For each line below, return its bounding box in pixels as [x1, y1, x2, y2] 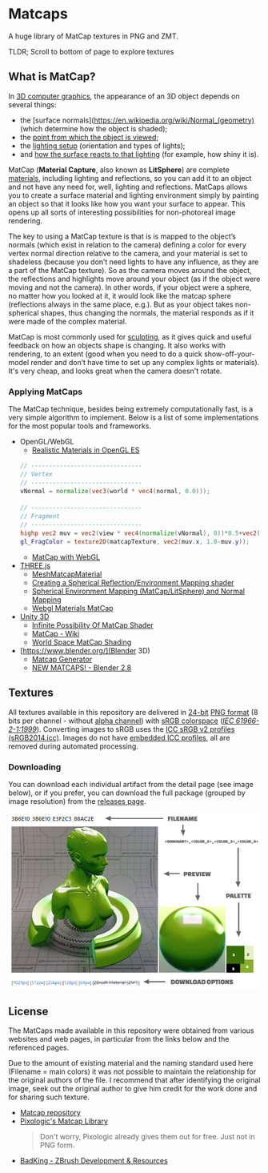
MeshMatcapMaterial [31, 569, 102, 579]
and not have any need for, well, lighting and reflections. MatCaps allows [8, 182, 248, 191]
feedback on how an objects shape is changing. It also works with [8, 340, 226, 350]
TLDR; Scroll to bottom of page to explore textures [8, 46, 174, 56]
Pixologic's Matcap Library [19, 1116, 108, 1126]
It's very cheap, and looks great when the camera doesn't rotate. [8, 366, 222, 376]
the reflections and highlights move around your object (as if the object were [8, 274, 261, 283]
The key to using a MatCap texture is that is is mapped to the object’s [8, 231, 236, 241]
